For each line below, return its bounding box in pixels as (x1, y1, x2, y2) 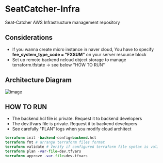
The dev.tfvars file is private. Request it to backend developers (12, 121, 137, 127)
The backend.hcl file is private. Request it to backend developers (12, 115, 142, 122)
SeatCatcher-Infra (5, 3, 80, 15)
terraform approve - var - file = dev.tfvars (5, 153, 88, 158)
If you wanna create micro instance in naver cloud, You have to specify (12, 46, 154, 52)
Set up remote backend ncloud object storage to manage (12, 57, 127, 63)
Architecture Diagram (5, 76, 72, 84)
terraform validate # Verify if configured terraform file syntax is (5, 145, 149, 149)
